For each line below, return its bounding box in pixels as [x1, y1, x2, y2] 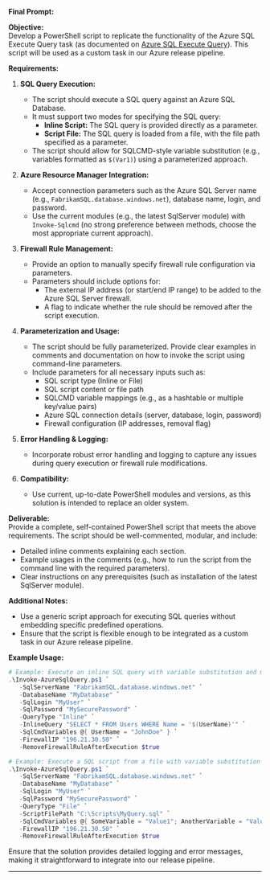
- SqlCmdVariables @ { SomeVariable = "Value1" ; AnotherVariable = [18, 817, 243, 825]
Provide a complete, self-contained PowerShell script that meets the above [8, 522, 256, 531]
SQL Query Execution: [19, 80, 96, 88]
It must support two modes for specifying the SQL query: [31, 112, 221, 121]
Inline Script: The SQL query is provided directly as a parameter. [43, 121, 259, 129]
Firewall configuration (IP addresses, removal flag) [43, 419, 211, 428]
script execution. [43, 311, 100, 320]
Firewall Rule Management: [19, 244, 114, 253]
